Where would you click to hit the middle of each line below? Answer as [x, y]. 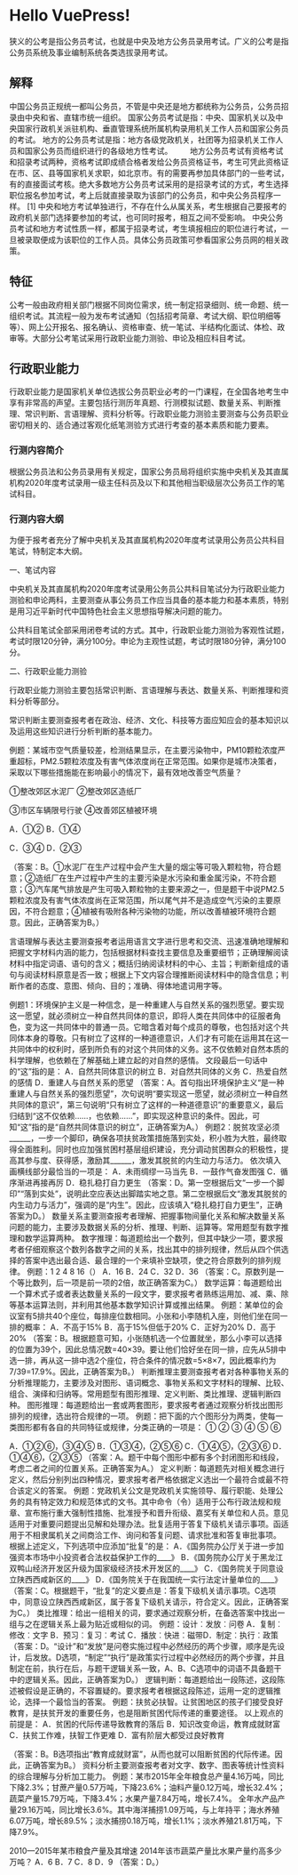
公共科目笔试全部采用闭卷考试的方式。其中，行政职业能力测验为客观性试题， [149, 630]
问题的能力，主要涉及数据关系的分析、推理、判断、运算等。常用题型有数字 [145, 1227]
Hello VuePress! [70, 16]
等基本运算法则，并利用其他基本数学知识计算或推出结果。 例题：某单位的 [142, 1305]
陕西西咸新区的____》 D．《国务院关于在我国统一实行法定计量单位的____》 [149, 1579]
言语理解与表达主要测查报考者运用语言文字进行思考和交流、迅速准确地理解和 [149, 941]
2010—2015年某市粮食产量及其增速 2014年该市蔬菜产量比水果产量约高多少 [145, 1850]
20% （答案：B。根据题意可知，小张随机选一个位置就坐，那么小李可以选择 [146, 1338]
